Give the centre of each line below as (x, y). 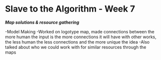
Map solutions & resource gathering (42, 22)
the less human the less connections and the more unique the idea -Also (77, 42)
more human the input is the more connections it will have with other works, (81, 37)
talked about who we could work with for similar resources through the (76, 47)
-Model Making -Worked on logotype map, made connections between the (80, 31)
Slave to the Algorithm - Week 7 (70, 9)
